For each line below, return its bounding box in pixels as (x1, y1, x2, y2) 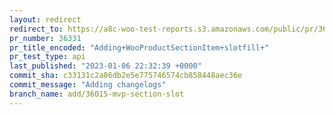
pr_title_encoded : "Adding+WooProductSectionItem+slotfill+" (9, 42, 270, 53)
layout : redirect (9, 14, 82, 25)
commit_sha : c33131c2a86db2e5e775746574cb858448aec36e (9, 71, 243, 81)
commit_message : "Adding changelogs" (9, 80, 167, 90)
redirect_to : (9, 24, 64, 34)
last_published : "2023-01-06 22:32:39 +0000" (9, 61, 202, 71)
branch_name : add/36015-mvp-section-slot (9, 89, 185, 99)
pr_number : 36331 (9, 33, 82, 43)
